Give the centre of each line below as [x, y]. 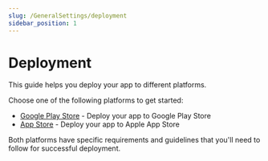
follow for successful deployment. [65, 148]
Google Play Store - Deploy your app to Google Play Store [115, 116]
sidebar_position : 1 [43, 23]
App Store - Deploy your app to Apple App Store [100, 124]
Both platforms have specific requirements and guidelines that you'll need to [134, 140]
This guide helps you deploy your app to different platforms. [108, 85]
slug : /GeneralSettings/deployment [68, 16]
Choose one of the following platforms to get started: [96, 100]
